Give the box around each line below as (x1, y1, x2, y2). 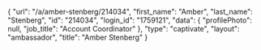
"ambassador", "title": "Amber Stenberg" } (7, 32, 148, 42)
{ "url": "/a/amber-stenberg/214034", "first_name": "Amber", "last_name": (7, 7, 253, 16)
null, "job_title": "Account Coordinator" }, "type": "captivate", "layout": (7, 24, 240, 33)
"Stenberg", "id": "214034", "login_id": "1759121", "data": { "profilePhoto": (7, 15, 252, 25)
